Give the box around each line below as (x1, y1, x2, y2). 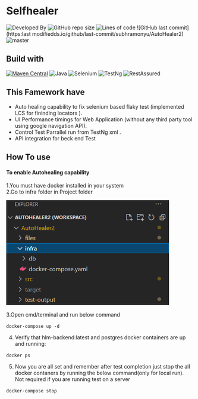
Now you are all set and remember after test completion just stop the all (14, 363, 190, 370)
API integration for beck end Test (14, 134, 96, 142)
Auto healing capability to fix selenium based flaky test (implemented (14, 103, 184, 110)
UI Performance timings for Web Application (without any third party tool (14, 115, 193, 123)
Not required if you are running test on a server (14, 376, 131, 383)
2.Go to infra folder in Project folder (6, 188, 93, 195)
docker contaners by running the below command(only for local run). (14, 369, 184, 377)
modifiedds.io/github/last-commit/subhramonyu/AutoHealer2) (32, 30, 184, 37)
